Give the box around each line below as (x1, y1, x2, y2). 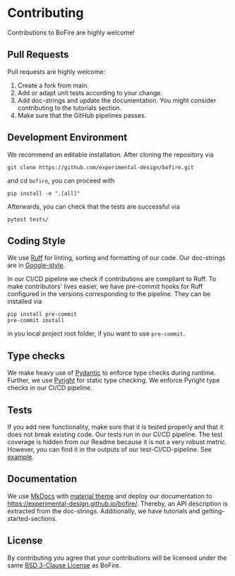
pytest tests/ (7, 216, 49, 223)
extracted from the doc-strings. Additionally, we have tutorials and (7, 506, 200, 515)
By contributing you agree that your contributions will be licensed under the (7, 553, 227, 562)
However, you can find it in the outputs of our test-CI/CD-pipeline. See (7, 446, 212, 453)
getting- (201, 506, 225, 515)
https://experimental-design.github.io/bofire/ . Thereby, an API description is (7, 499, 228, 508)
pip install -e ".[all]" (7, 190, 80, 197)
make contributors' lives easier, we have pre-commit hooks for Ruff (7, 282, 203, 290)
